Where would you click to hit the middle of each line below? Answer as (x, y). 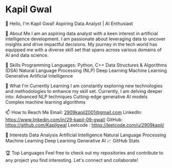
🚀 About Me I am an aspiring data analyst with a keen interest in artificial (82, 33)
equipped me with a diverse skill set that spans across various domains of (83, 50)
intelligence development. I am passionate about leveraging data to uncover (85, 39)
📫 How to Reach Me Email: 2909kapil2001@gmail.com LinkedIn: (74, 112)
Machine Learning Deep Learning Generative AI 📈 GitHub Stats (72, 140)
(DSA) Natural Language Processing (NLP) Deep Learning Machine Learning (86, 70)
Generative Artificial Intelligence (39, 76)
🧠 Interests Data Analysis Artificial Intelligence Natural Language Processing (86, 135)
